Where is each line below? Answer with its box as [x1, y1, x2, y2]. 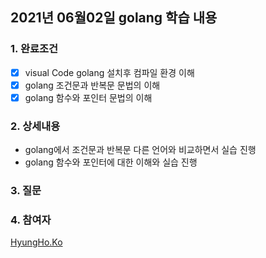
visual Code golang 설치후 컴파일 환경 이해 [24, 66, 195, 78]
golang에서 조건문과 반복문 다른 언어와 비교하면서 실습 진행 [24, 144, 257, 156]
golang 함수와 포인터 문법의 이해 [24, 91, 153, 103]
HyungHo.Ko [10, 236, 63, 248]
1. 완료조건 [10, 42, 59, 56]
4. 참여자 [10, 213, 52, 227]
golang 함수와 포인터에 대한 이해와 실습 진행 [24, 156, 198, 168]
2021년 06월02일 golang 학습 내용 [10, 9, 218, 27]
